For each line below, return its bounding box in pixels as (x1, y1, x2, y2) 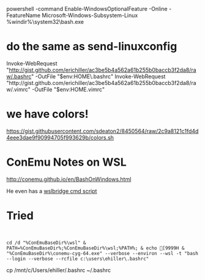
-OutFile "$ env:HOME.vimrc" (31, 86, 105, 93)
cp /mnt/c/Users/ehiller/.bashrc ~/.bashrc (6, 266, 111, 274)
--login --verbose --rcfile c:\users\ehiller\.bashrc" (6, 256, 149, 262)
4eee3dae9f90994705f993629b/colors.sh (6, 134, 114, 141)
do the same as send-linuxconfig (6, 40, 177, 54)
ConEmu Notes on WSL (6, 155, 127, 169)
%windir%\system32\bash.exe (6, 18, 84, 25)
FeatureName (6, 12, 41, 19)
